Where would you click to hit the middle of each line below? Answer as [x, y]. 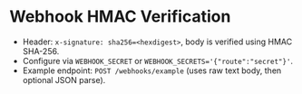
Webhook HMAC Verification [120, 17]
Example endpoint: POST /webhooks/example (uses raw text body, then [152, 70]
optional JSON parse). [64, 80]
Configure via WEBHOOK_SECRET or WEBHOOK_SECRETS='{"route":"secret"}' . [157, 61]
